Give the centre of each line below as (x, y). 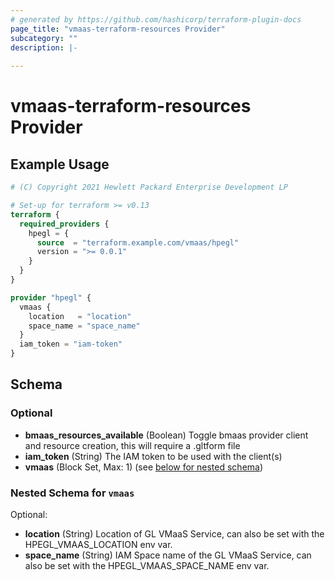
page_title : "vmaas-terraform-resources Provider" (118, 29)
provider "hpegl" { (51, 297)
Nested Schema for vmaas (72, 493)
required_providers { (64, 224)
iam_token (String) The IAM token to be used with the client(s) (153, 456)
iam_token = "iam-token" (71, 344)
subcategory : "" (44, 38)
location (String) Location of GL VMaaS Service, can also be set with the (174, 533)
